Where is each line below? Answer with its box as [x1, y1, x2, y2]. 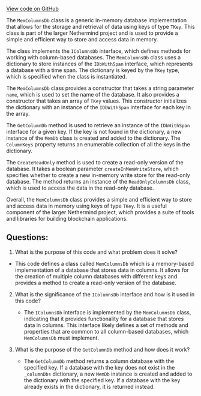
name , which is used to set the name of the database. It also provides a [6, 91, 180, 98]
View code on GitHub [6, 5, 59, 12]
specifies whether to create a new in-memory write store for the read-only [6, 172, 190, 179]
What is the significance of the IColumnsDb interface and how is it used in [14, 290, 195, 298]
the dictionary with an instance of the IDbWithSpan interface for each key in [6, 104, 191, 110]
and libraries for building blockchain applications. [6, 215, 128, 222]
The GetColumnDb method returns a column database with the [23, 357, 175, 365]
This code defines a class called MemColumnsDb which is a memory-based [14, 260, 194, 267]
